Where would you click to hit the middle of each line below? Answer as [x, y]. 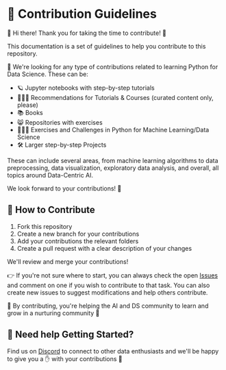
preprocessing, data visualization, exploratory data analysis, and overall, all [113, 168]
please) [28, 105]
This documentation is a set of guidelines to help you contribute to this [106, 46]
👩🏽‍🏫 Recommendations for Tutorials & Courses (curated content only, [115, 97]
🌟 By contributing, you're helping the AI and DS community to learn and [108, 306]
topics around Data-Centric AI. [50, 175]
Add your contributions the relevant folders [78, 241]
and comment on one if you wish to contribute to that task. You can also [109, 285]
